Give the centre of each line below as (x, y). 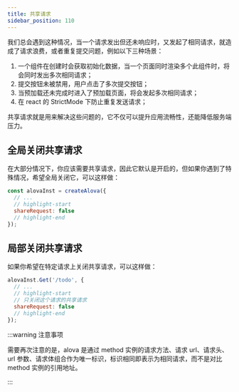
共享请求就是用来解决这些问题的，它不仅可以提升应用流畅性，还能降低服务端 (119, 117)
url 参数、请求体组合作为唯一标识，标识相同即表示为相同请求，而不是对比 (115, 359)
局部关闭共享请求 (45, 248)
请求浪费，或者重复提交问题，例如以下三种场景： (91, 51)
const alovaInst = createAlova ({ (57, 191)
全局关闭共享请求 (45, 150)
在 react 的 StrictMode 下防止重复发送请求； (83, 101)
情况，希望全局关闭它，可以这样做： (66, 177)
